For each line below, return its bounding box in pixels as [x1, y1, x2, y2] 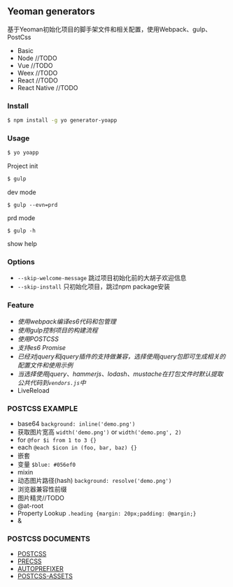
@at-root [17, 501, 44, 509]
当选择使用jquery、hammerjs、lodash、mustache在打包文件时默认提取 [17, 370, 224, 378]
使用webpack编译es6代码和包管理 [17, 317, 117, 326]
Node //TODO [17, 54, 57, 62]
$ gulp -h [7, 227, 36, 235]
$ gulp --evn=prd [7, 202, 58, 209]
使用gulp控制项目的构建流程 [17, 326, 98, 334]
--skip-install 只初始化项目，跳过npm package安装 [17, 282, 170, 291]
